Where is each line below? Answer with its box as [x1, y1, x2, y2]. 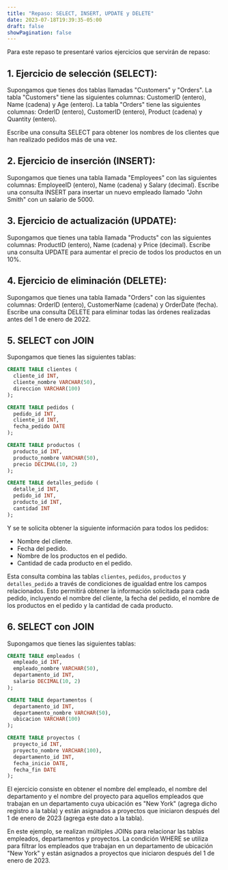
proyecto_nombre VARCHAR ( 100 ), [13, 747, 102, 754]
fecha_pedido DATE [13, 423, 66, 430]
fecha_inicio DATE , [13, 760, 69, 767]
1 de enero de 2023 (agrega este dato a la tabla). [7, 814, 145, 822]
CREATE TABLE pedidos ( [7, 404, 75, 411]
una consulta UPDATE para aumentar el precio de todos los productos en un [7, 248, 222, 256]
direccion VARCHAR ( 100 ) [13, 385, 81, 392]
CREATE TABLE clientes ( [7, 366, 78, 373]
